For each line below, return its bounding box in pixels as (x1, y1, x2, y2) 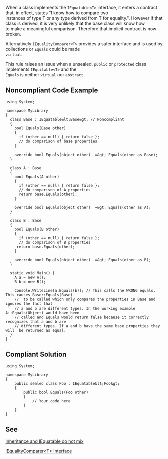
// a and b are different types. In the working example (14, 305, 136, 311)
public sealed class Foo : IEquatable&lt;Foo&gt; (14, 381, 120, 386)
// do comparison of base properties (18, 139, 98, 144)
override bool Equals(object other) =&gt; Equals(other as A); (14, 205, 151, 210)
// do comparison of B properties (18, 240, 91, 245)
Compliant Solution (5, 350, 67, 359)
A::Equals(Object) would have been (5, 310, 80, 315)
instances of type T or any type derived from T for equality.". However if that (5, 15, 163, 21)
